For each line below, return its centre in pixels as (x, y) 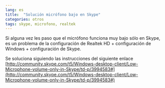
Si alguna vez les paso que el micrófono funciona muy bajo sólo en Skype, (83, 38)
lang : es (14, 10)
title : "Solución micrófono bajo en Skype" (53, 15)
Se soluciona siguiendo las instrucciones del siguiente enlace (69, 59)
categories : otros (25, 19)
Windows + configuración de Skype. (43, 49)
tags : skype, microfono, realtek (40, 24)
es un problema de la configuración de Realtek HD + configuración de (78, 44)
